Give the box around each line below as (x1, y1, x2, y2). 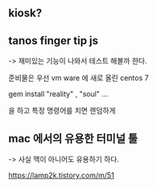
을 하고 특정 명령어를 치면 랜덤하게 (8, 106, 116, 116)
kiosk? (8, 6, 43, 20)
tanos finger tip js (8, 34, 99, 47)
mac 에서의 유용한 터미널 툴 (8, 132, 138, 145)
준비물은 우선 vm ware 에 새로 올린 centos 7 (8, 73, 149, 83)
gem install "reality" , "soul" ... (8, 89, 109, 99)
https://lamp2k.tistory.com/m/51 (8, 170, 114, 180)
